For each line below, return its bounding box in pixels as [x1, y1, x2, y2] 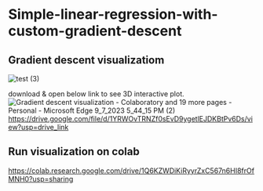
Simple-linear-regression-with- [8, 5, 218, 23]
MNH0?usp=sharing [8, 174, 74, 183]
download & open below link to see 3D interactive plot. [8, 89, 184, 99]
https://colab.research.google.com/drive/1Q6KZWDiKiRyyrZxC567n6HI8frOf [8, 166, 255, 175]
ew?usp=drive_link [8, 123, 69, 132]
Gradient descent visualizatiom [8, 53, 165, 67]
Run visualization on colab [8, 145, 140, 158]
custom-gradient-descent [8, 22, 182, 40]
